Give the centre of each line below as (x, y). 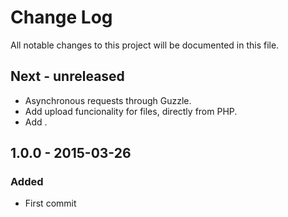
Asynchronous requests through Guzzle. (108, 100)
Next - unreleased (67, 76)
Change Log (61, 17)
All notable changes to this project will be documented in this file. (145, 45)
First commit (50, 203)
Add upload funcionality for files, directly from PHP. (131, 111)
